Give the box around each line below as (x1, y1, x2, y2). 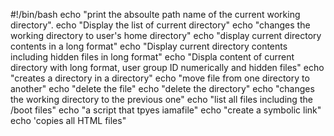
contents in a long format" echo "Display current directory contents (10, 40, 288, 52)
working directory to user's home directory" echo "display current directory (10, 30, 322, 41)
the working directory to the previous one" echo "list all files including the (10, 94, 313, 105)
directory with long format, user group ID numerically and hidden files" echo (10, 62, 325, 73)
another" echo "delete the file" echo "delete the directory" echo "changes (10, 83, 315, 94)
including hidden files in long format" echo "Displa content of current (10, 51, 295, 63)
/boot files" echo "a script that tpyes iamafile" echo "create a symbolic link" (10, 104, 322, 116)
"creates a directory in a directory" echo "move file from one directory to (10, 72, 310, 84)
